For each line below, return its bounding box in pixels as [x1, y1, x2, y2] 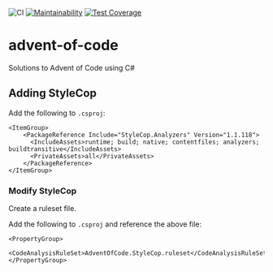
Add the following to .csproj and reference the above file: [8, 219, 201, 229]
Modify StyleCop [8, 185, 77, 196]
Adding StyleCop [8, 86, 97, 101]
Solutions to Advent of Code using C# [8, 63, 136, 72]
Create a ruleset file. [8, 204, 77, 214]
